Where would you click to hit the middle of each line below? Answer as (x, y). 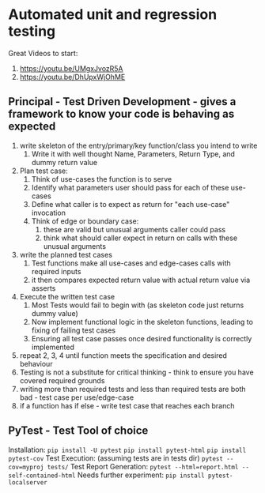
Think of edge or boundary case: (85, 221)
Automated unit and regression (113, 15)
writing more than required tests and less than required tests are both (133, 389)
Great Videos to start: (43, 53)
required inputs (56, 271)
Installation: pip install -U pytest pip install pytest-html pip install (127, 450)
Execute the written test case (67, 296)
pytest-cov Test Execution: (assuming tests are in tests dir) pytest (116, 458)
